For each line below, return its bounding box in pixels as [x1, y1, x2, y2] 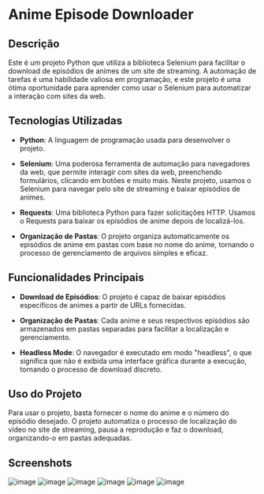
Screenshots [8, 456, 73, 470]
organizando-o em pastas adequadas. [8, 433, 132, 443]
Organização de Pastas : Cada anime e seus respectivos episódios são [19, 316, 250, 325]
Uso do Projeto [8, 387, 83, 401]
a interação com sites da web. [8, 92, 106, 100]
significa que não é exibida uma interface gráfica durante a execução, [19, 356, 247, 365]
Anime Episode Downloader [8, 6, 195, 24]
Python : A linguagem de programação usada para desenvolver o [19, 135, 231, 144]
